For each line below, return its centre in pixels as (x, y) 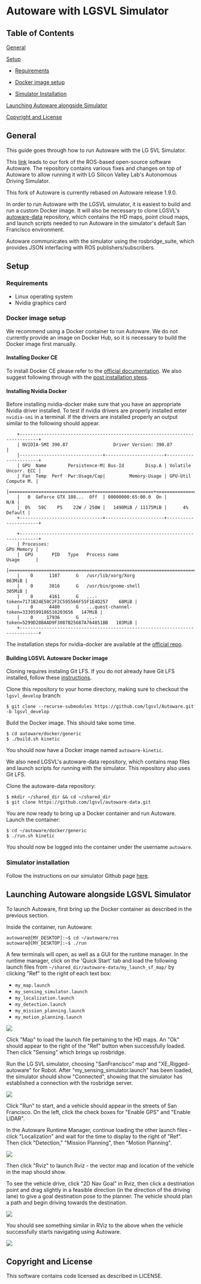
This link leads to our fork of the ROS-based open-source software (89, 162)
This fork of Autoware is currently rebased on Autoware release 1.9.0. (92, 192)
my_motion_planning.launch (48, 1017)
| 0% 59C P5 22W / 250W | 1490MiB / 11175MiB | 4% (103, 508)
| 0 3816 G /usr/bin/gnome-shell (79, 586)
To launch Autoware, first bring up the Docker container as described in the (99, 909)
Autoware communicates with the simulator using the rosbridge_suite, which (100, 241)
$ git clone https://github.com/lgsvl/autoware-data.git (79, 802)
